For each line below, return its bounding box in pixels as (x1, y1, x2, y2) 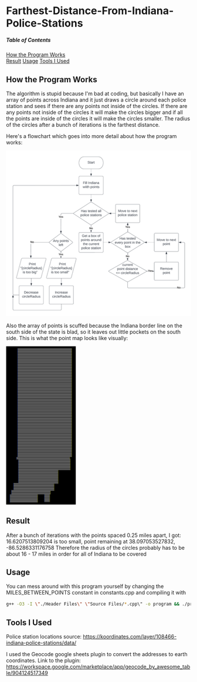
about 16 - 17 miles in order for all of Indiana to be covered (6, 550, 147, 557)
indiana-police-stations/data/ (6, 639, 77, 647)
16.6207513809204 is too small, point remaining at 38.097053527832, (6, 537, 176, 545)
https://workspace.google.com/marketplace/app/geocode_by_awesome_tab (6, 663, 191, 670)
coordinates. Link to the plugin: (6, 657, 81, 664)
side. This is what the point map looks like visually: (6, 334, 128, 341)
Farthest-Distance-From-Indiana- (6, 4, 174, 18)
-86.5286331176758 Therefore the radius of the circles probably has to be (6, 544, 185, 551)
